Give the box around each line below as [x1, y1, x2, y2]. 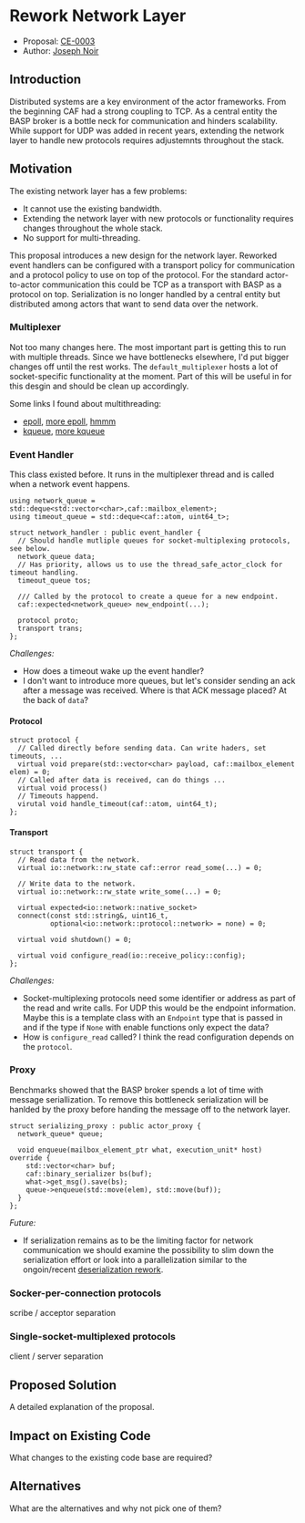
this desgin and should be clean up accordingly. [9, 380, 189, 391]
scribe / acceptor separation [9, 1308, 117, 1319]
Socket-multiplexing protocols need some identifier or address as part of [22, 992, 296, 1003]
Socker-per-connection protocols [9, 1287, 162, 1300]
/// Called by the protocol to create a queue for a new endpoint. [17, 592, 280, 602]
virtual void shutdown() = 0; [17, 935, 132, 944]
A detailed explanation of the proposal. [9, 1402, 155, 1413]
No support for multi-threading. [22, 232, 141, 243]
